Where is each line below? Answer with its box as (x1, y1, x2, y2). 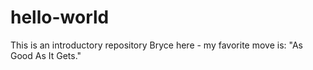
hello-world (10, 6, 110, 29)
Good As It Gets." (10, 49, 82, 61)
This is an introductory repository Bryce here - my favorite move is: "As (10, 39, 303, 51)
